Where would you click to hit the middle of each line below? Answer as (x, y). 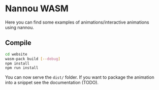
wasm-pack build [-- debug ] (33, 59)
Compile (18, 43)
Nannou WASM (37, 9)
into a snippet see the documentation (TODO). (52, 83)
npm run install (22, 68)
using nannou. (20, 27)
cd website (16, 54)
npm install (17, 63)
